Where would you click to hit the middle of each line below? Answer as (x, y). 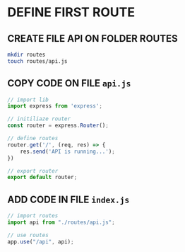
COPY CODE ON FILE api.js (69, 83)
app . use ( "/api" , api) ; (41, 241)
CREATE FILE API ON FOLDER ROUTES (92, 39)
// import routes (33, 216)
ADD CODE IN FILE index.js (68, 199)
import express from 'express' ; (55, 106)
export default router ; (42, 178)
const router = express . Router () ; (58, 126)
